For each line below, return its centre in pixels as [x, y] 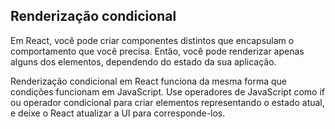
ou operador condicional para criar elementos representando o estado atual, [167, 102]
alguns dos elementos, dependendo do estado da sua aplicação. [143, 61]
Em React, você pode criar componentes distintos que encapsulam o [152, 40]
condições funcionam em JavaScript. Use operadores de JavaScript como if [168, 91]
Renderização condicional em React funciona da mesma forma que [148, 81]
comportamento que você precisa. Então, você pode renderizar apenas [157, 51]
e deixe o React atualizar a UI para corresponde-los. [118, 113]
